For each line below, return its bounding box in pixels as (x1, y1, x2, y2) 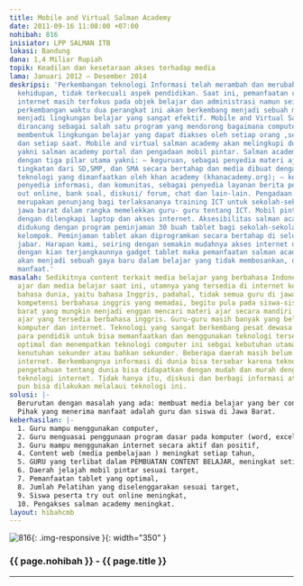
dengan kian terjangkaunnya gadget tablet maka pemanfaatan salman (17, 248, 277, 257)
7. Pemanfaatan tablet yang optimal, (17, 474, 160, 483)
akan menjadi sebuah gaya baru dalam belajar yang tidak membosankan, (17, 256, 289, 266)
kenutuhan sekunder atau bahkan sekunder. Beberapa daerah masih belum (17, 348, 293, 357)
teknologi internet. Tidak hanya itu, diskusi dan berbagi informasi (17, 373, 284, 383)
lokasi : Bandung (9, 47, 70, 56)
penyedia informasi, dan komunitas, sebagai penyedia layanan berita (17, 181, 284, 190)
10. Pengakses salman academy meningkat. (17, 499, 176, 508)
